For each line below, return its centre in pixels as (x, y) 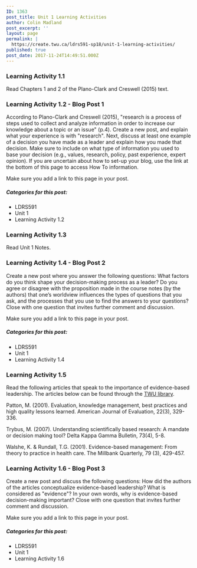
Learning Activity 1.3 (36, 235)
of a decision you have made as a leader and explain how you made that (94, 142)
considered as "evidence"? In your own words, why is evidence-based (92, 494)
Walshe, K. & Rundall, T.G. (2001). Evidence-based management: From (92, 447)
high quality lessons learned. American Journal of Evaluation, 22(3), (89, 412)
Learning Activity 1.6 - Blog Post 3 (56, 468)
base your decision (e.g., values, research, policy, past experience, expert (96, 155)
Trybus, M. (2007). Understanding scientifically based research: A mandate (98, 429)
